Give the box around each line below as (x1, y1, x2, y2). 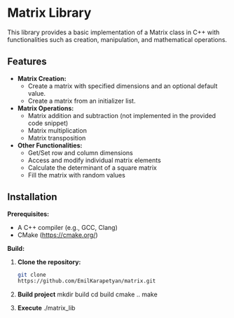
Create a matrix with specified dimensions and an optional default (27, 82, 218, 90)
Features (7, 56, 47, 68)
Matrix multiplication (27, 126, 88, 134)
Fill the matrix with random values (27, 171, 126, 179)
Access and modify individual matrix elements (27, 156, 161, 164)
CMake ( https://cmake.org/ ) (17, 231, 98, 239)
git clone (17, 271, 47, 278)
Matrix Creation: (17, 74, 67, 82)
